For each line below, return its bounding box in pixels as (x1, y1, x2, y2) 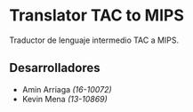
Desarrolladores (9, 60, 101, 76)
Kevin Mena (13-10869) (21, 93, 109, 104)
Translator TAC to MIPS (9, 5, 185, 26)
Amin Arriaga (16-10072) (21, 84, 113, 94)
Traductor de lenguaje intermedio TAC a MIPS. (9, 35, 180, 45)
